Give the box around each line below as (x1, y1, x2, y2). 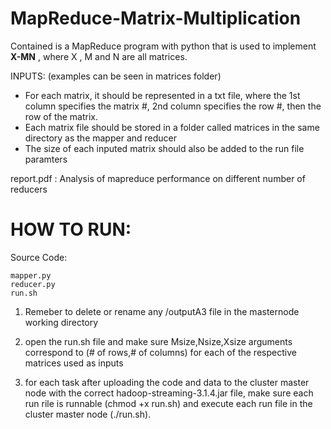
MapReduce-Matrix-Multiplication (10, 7, 302, 30)
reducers (10, 183, 48, 195)
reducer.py (10, 279, 56, 289)
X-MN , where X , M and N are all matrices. (10, 50, 188, 62)
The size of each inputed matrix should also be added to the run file (24, 142, 305, 154)
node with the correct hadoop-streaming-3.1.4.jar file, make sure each (24, 387, 314, 399)
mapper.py (10, 270, 52, 281)
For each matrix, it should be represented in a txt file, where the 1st (24, 89, 301, 101)
